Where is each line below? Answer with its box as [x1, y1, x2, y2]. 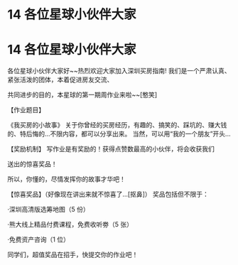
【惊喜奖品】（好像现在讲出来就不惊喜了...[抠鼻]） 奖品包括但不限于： [7, 190, 210, 199]
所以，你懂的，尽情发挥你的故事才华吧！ [7, 175, 126, 183]
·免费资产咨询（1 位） [7, 235, 70, 244]
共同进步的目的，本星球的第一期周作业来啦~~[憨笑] [7, 90, 158, 99]
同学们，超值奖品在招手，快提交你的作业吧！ [7, 250, 139, 259]
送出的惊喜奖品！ [7, 160, 58, 168]
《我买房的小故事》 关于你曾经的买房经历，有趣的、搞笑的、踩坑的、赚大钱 [7, 121, 227, 129]
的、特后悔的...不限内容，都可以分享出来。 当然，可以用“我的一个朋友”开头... [7, 129, 231, 139]
